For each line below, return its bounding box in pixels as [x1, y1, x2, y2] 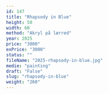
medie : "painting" [6, 62, 51, 69]
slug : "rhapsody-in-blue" [6, 74, 69, 79]
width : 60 [6, 25, 30, 31]
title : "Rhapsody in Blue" [6, 14, 72, 20]
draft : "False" [6, 68, 43, 74]
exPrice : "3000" [6, 47, 46, 53]
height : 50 [6, 19, 33, 25]
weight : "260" [6, 79, 41, 85]
